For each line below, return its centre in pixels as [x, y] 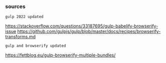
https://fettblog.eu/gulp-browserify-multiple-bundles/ [60, 55]
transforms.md [21, 37]
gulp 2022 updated [24, 17]
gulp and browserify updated [36, 46]
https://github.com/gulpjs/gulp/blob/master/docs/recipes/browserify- [89, 31]
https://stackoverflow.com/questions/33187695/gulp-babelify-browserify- [82, 26]
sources [16, 6]
